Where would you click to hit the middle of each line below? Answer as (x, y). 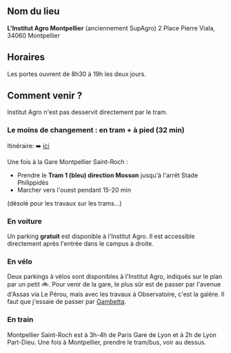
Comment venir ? (45, 96)
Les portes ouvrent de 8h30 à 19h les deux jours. (77, 74)
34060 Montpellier (34, 35)
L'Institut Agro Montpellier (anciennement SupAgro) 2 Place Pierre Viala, (111, 28)
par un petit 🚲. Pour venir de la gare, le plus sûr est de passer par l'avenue (114, 284)
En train (20, 320)
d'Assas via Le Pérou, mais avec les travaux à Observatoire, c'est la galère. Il (116, 294)
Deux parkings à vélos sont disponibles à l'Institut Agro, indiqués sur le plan (115, 277)
